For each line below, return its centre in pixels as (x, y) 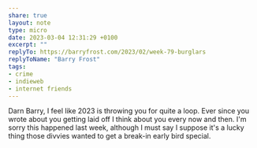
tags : (17, 67)
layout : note (30, 23)
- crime (21, 74)
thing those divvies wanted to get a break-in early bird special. (110, 136)
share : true (28, 15)
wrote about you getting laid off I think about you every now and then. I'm (127, 120)
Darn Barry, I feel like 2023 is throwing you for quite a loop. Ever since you (129, 111)
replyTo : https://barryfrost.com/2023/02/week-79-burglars (107, 52)
